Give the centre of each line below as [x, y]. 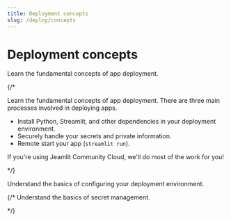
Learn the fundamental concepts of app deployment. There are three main [114, 101]
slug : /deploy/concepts [42, 20]
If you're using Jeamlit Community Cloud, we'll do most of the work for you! [116, 157]
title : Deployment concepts [48, 14]
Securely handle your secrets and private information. [94, 136]
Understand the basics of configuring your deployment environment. [106, 184]
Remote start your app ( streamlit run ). [73, 144]
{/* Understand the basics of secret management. [79, 197]
